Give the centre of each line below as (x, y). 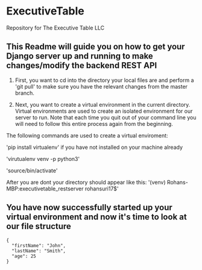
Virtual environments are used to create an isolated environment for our (104, 111)
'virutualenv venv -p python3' (43, 159)
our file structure (39, 226)
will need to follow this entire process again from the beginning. (94, 124)
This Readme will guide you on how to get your (96, 47)
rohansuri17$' (102, 189)
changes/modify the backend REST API (82, 65)
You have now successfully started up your (90, 208)
